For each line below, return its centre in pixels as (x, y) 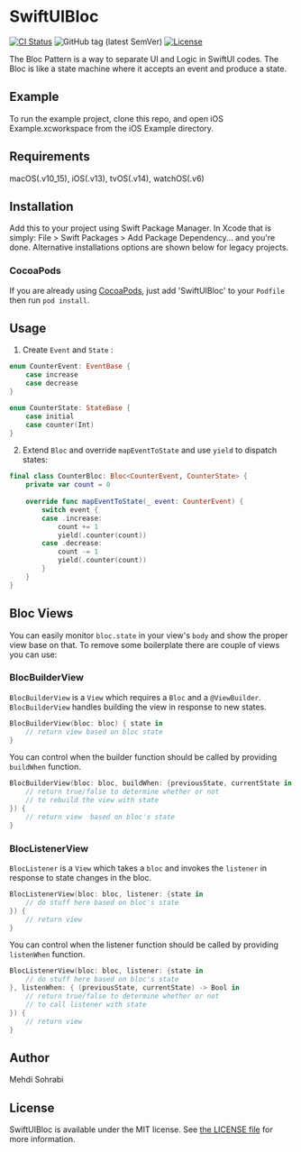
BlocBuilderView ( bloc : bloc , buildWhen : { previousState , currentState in (151, 783)
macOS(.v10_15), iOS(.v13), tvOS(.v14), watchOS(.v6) (107, 178)
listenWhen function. (47, 955)
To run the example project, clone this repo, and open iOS (116, 118)
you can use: (33, 654)
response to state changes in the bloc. (80, 878)
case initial (50, 416)
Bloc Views (41, 613)
